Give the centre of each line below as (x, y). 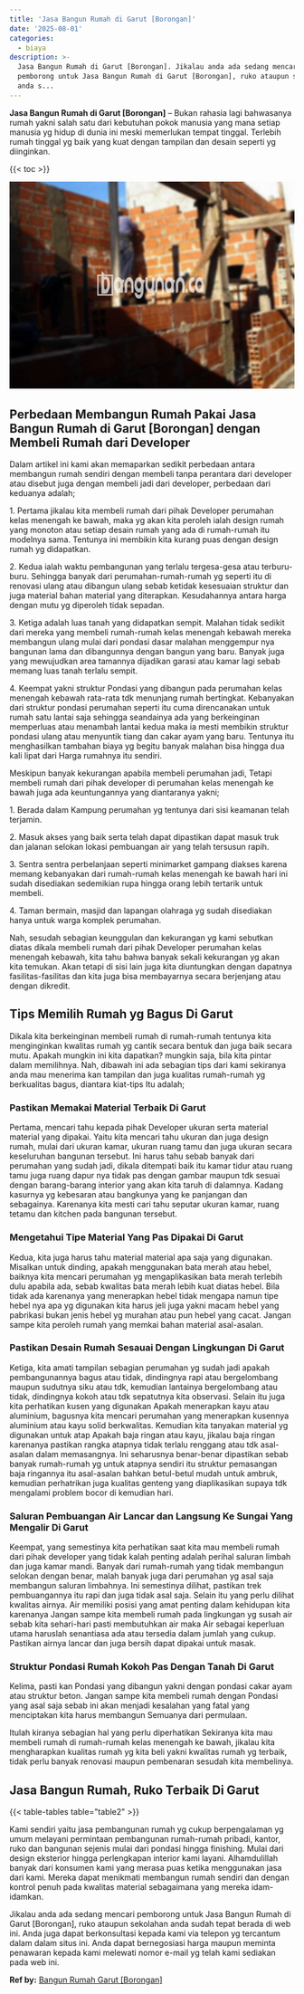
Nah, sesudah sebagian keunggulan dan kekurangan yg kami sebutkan (141, 938)
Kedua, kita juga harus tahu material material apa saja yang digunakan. (141, 1257)
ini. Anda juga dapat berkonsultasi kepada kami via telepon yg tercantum (145, 1933)
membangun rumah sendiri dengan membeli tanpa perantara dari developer (151, 474)
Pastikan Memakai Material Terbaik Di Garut (108, 1107)
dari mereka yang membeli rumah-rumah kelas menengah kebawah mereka (150, 633)
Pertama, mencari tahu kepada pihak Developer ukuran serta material (139, 1128)
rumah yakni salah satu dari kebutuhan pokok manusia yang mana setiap (145, 122)
